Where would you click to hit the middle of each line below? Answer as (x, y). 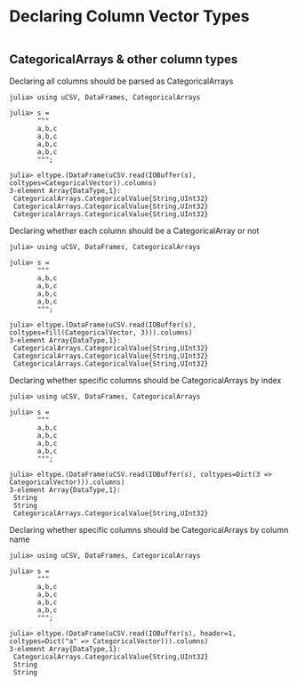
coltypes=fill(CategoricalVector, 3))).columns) (101, 332)
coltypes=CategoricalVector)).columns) (83, 183)
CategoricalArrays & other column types (124, 60)
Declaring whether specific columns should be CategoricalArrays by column (149, 529)
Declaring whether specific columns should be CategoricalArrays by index (145, 380)
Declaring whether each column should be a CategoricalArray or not (134, 230)
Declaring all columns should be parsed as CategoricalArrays (121, 81)
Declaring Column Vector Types (129, 16)
